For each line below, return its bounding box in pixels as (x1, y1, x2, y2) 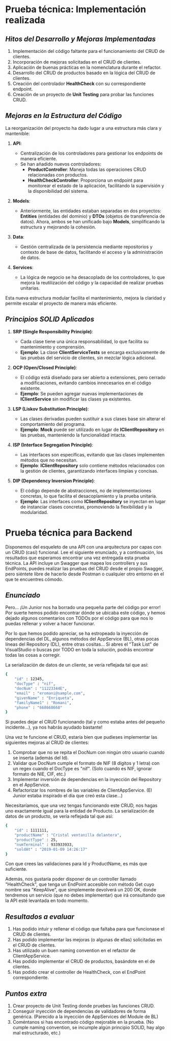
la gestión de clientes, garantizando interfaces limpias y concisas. (20, 468, 159, 474)
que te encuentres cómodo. (5, 576, 64, 582)
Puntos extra (5, 989, 47, 998)
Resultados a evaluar (5, 912, 75, 921)
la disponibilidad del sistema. (27, 188, 89, 194)
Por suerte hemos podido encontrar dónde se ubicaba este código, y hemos (5, 610, 165, 616)
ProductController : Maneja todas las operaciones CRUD (27, 166, 147, 172)
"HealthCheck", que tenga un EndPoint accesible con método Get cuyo (5, 881, 154, 887)
